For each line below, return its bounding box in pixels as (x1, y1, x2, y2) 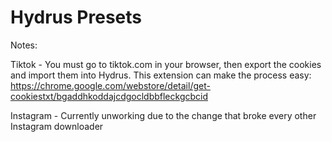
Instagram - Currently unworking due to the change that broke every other (10, 109, 317, 121)
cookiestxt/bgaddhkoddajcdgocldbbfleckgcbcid (10, 90, 209, 102)
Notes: (10, 39, 38, 51)
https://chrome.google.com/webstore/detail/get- (10, 79, 211, 91)
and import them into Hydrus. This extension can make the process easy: (10, 69, 312, 81)
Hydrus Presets (10, 6, 142, 29)
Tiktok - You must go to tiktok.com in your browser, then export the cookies (10, 58, 322, 70)
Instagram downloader (10, 120, 104, 132)
